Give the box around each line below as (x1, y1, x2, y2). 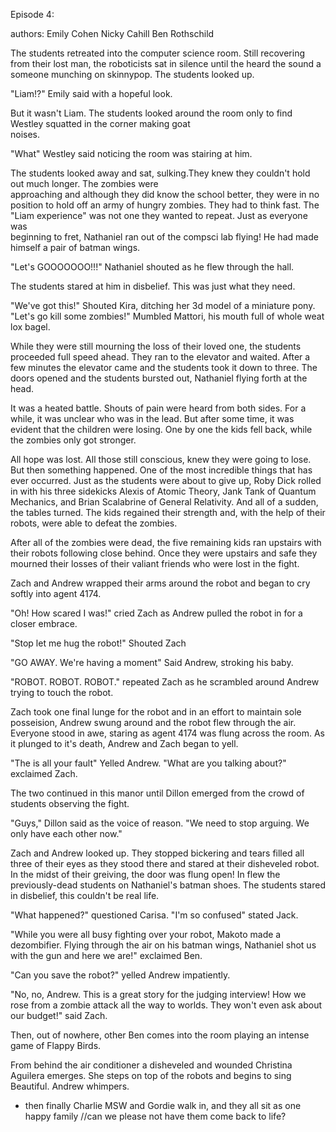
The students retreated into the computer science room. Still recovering (10, 47, 306, 59)
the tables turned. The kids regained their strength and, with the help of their (10, 507, 326, 518)
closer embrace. (10, 618, 78, 629)
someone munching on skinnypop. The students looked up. (10, 69, 255, 80)
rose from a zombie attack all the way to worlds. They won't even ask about (10, 999, 323, 1011)
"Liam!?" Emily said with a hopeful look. (10, 88, 173, 99)
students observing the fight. (10, 798, 130, 809)
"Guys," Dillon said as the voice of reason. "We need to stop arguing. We (10, 817, 310, 829)
